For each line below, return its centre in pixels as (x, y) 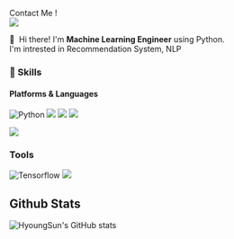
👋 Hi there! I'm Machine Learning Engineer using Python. (117, 39)
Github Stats (45, 204)
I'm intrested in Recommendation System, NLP (95, 49)
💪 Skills (26, 72)
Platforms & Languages (54, 93)
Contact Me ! (33, 13)
